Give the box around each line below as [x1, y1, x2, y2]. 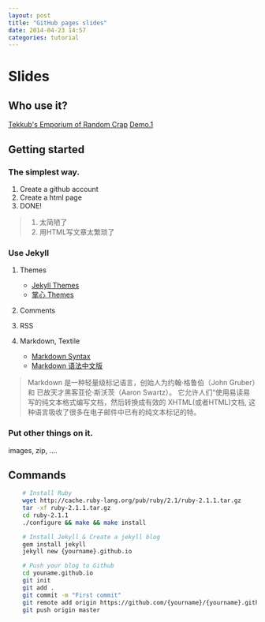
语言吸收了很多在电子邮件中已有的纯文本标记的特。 [34, 407, 201, 417]
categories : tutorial [8, 33, 80, 42]
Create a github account [19, 184, 99, 193]
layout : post [8, 11, 51, 20]
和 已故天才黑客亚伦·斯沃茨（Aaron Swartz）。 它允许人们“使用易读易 [27, 388, 251, 397]
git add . [22, 583, 55, 592]
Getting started [8, 143, 85, 156]
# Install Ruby [22, 489, 73, 497]
